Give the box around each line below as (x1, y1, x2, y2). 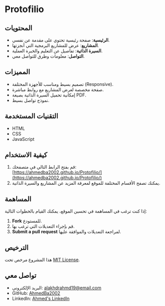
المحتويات (5, 24, 33, 32)
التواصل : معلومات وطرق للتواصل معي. (12, 53, 85, 59)
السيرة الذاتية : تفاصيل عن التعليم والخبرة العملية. (12, 48, 103, 54)
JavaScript (12, 136, 35, 142)
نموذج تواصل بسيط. (12, 97, 50, 103)
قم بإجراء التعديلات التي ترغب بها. (12, 223, 75, 229)
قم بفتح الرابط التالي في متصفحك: (12, 164, 76, 170)
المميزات (5, 68, 31, 76)
